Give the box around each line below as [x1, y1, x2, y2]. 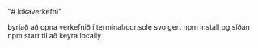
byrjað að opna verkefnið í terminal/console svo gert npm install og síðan [7, 22, 250, 31]
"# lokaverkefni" [7, 7, 62, 16]
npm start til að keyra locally [7, 31, 102, 40]
